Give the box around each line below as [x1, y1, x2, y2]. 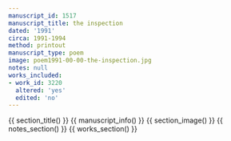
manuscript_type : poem [8, 49, 84, 57]
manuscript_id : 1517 [8, 11, 78, 20]
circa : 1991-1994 [8, 34, 66, 42]
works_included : [8, 71, 62, 79]
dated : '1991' [8, 26, 56, 34]
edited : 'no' [15, 94, 59, 102]
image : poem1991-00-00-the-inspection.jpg [8, 57, 152, 65]
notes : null [8, 64, 48, 72]
